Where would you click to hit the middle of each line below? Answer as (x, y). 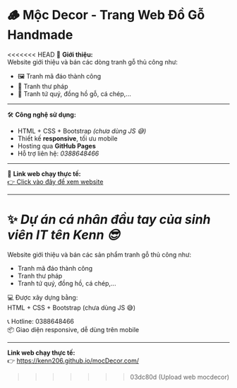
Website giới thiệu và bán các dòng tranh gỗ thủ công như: (93, 61)
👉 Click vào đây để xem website (55, 182)
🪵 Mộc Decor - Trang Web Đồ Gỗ (106, 15)
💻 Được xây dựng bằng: (43, 297)
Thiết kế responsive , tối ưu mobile (67, 138)
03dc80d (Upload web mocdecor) (180, 377)
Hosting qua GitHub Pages (57, 146)
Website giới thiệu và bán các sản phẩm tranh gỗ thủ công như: (99, 254)
